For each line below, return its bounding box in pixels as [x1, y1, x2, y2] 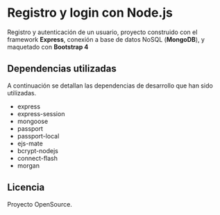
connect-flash [17, 154, 58, 162]
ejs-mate [17, 139, 43, 148]
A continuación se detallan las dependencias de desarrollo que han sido [7, 81, 213, 90]
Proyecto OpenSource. [7, 200, 73, 208]
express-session [17, 109, 65, 118]
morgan [17, 161, 40, 170]
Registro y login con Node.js [7, 5, 174, 21]
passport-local [17, 132, 60, 140]
